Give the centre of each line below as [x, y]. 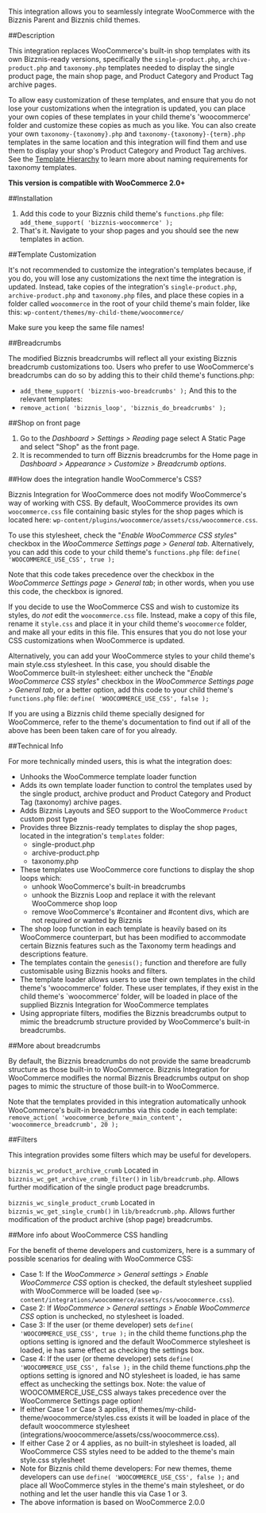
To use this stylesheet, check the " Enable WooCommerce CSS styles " [123, 535]
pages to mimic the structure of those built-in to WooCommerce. [114, 1086]
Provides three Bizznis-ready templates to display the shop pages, [128, 827]
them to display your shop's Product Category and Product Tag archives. [127, 151]
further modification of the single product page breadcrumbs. [109, 1187]
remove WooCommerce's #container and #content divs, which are [140, 912]
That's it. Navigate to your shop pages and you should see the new [129, 231]
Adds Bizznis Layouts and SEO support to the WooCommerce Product [134, 811]
